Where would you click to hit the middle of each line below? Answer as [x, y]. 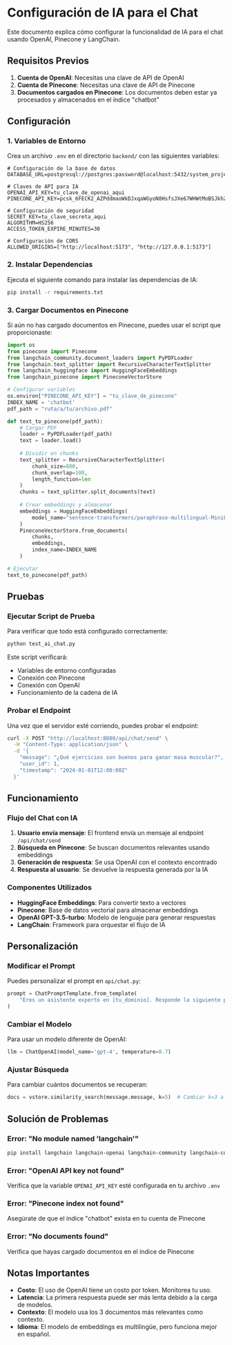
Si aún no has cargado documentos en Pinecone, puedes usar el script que [114, 325]
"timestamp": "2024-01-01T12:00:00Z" [74, 770]
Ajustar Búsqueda [38, 1070]
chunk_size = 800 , [55, 466]
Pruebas [26, 597]
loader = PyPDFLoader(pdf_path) [66, 434]
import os [21, 345]
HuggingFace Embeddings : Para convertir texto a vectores [101, 902]
